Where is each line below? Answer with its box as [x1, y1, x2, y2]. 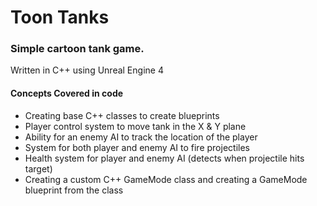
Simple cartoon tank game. [10, 42, 145, 56]
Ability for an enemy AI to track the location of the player [24, 131, 258, 143]
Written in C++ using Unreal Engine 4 [10, 64, 164, 76]
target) [24, 162, 53, 175]
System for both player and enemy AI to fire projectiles [24, 141, 250, 153]
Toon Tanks [10, 6, 110, 29]
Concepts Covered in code [10, 87, 124, 100]
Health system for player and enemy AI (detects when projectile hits [24, 152, 305, 164]
